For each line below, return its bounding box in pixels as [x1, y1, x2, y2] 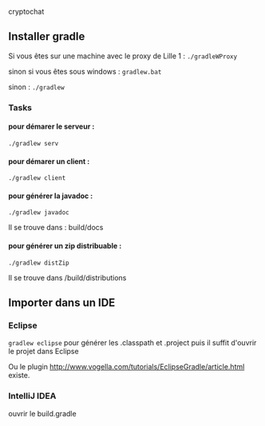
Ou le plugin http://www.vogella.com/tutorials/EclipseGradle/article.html [8, 362, 245, 372]
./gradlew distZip [8, 259, 69, 267]
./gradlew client [8, 174, 66, 182]
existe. [8, 371, 30, 380]
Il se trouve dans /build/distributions [8, 273, 127, 282]
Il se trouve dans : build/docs [8, 223, 104, 233]
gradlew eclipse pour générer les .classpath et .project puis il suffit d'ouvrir [8, 338, 257, 348]
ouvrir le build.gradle [8, 408, 77, 418]
